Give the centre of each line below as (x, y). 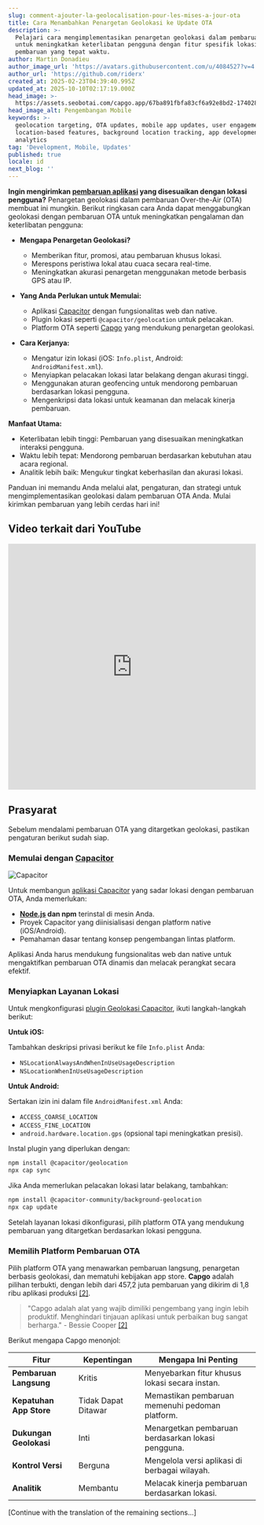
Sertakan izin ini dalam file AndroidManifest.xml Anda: (95, 1102)
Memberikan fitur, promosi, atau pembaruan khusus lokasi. (126, 255)
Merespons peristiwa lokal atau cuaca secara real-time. (121, 264)
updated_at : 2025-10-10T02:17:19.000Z (71, 89)
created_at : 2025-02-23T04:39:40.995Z (71, 81)
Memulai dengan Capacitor (61, 858)
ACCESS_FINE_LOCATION (55, 1126)
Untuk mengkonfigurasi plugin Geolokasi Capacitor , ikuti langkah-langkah (127, 1009)
